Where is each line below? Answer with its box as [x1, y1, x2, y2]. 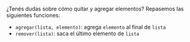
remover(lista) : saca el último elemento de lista [15, 30, 139, 37]
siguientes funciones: [6, 12, 60, 19]
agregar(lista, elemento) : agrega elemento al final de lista [15, 24, 166, 30]
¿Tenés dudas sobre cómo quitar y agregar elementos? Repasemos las [6, 5, 184, 12]
